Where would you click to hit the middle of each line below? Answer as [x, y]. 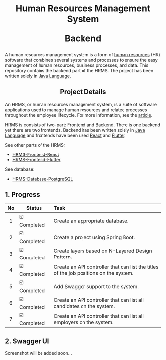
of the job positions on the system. [94, 273]
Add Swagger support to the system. [96, 286]
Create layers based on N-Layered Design [103, 251]
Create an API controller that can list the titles [106, 267]
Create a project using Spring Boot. [94, 237]
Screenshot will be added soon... [39, 353]
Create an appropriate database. [91, 221]
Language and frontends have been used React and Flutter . [65, 135]
